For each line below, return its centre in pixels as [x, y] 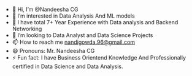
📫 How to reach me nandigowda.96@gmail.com [74, 42]
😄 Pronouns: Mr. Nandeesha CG [53, 51]
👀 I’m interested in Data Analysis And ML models [73, 16]
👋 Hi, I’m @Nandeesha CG [45, 9]
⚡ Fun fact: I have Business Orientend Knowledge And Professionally [99, 57]
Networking [27, 29]
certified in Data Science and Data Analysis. [67, 66]
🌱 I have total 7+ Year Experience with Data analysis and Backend [95, 22]
